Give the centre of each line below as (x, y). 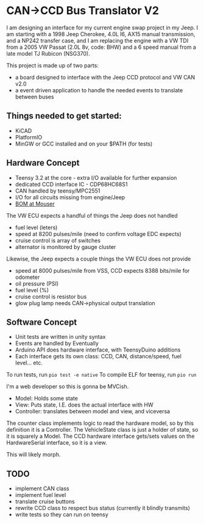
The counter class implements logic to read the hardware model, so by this (100, 423)
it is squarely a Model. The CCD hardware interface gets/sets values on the (100, 436)
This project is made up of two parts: (53, 65)
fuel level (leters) (36, 227)
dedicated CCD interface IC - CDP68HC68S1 (71, 184)
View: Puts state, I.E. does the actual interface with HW (84, 405)
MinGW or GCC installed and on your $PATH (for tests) (84, 144)
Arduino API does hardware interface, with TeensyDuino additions (98, 350)
